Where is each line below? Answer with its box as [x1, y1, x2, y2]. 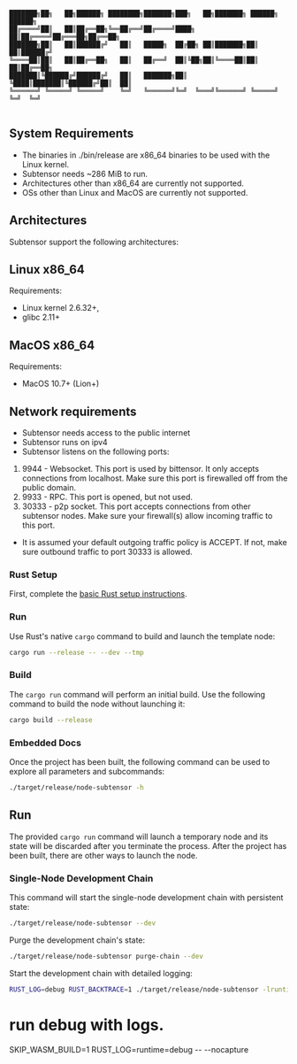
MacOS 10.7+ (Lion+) [21, 378, 100, 389]
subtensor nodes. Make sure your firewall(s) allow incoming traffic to [21, 511, 273, 521]
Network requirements [9, 404, 137, 419]
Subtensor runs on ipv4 [21, 437, 108, 448]
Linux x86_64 [9, 262, 86, 277]
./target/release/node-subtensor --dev [9, 918, 156, 928]
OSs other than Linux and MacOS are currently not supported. [21, 187, 248, 197]
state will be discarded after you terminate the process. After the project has [9, 840, 287, 851]
